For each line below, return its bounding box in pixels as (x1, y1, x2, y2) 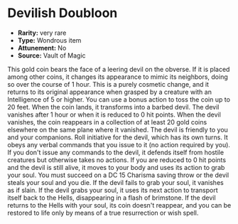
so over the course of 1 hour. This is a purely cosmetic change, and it (7, 80, 210, 88)
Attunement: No (17, 43, 67, 52)
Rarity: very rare (17, 28, 67, 37)
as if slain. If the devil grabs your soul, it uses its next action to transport (7, 186, 218, 194)
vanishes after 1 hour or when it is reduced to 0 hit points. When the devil (7, 110, 222, 119)
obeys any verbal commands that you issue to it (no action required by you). (7, 140, 231, 149)
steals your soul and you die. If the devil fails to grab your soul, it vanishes (7, 178, 224, 186)
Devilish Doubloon (7, 5, 118, 21)
